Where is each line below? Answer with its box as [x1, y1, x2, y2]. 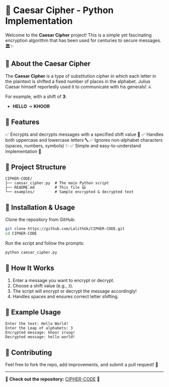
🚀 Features [5, 118, 40, 127]
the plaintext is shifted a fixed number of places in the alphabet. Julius [5, 78, 151, 84]
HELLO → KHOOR [12, 103, 50, 109]
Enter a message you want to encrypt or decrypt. [12, 277, 115, 283]
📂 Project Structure [5, 162, 66, 171]
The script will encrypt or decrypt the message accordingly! [12, 288, 137, 294]
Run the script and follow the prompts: [5, 240, 84, 246]
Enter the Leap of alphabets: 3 [5, 325, 73, 331]
